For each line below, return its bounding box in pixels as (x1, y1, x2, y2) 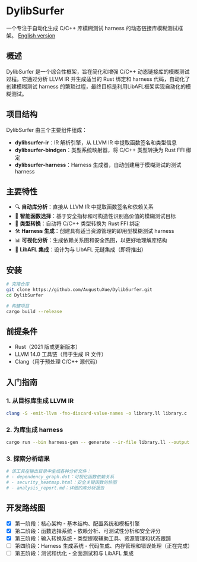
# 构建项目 (6, 303, 30, 309)
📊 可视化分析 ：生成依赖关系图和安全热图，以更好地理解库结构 (14, 236, 167, 244)
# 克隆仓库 (6, 281, 30, 288)
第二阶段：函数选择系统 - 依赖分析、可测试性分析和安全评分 (14, 527, 161, 534)
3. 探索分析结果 (6, 454, 50, 463)
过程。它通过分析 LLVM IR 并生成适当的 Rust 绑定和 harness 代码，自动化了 (6, 75, 190, 83)
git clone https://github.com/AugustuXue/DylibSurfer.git (6, 287, 152, 293)
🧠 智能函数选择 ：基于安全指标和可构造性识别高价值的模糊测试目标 (14, 213, 176, 220)
